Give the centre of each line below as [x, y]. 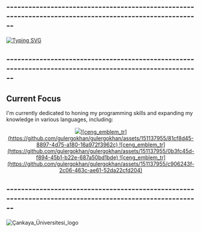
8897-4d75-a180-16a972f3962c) [77, 145]
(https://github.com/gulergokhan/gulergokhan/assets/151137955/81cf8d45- [101, 139]
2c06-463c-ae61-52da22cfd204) [101, 171]
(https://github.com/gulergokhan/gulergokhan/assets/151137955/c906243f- [101, 164]
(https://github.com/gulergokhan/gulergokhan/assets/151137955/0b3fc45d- [101, 151]
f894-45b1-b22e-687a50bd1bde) [77, 158]
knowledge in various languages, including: [60, 119]
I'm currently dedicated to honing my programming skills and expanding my [100, 113]
